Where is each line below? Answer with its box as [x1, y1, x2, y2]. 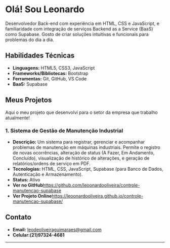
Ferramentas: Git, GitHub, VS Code [12, 75, 87, 82]
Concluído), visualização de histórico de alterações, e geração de [12, 155, 150, 161]
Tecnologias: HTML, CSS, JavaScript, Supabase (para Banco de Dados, [12, 166, 163, 172]
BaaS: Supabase [12, 81, 48, 87]
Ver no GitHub [12, 182, 43, 188]
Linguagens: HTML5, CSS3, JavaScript [12, 65, 95, 71]
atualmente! [5, 114, 30, 120]
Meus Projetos [5, 96, 52, 105]
